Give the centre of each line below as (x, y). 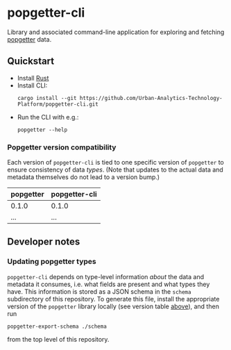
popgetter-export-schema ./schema (57, 326)
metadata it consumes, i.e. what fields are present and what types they (109, 284)
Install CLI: (32, 85)
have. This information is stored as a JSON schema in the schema (99, 291)
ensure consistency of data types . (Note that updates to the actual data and (115, 170)
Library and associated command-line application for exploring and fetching (116, 32)
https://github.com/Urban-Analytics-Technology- (151, 98)
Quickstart (31, 61)
